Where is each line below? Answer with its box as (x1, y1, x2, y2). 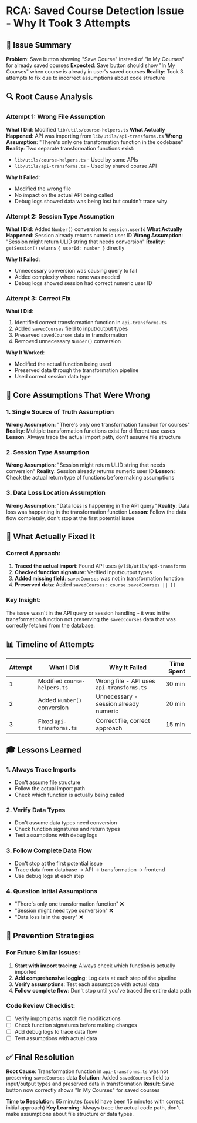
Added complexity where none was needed (14, 273, 120, 280)
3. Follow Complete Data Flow (6, 846, 93, 854)
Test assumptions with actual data (14, 1035, 98, 1042)
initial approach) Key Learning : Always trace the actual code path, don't (6, 1104, 181, 1111)
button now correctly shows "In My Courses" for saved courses (6, 1086, 160, 1094)
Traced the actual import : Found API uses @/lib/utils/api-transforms (14, 562, 186, 569)
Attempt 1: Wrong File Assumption (6, 113, 106, 121)
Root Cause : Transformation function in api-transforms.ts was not (6, 1068, 168, 1075)
